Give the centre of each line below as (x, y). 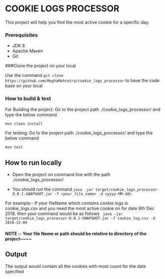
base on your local (24, 86)
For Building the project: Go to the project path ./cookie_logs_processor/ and (83, 109)
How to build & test (28, 99)
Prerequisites (21, 35)
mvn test (14, 147)
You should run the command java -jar (53, 189)
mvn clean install (24, 124)
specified (15, 271)
